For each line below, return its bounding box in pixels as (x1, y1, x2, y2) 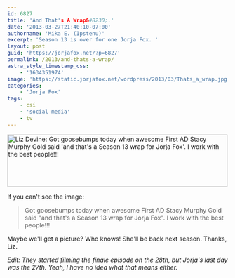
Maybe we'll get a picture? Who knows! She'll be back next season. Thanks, (7, 234, 227, 243)
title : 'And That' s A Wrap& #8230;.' (7, 17, 114, 24)
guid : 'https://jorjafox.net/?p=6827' (7, 50, 121, 57)
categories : (7, 82, 42, 89)
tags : (7, 95, 23, 102)
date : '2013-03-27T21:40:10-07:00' (7, 23, 112, 30)
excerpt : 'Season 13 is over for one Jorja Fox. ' (7, 37, 159, 44)
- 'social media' (20, 108, 71, 115)
